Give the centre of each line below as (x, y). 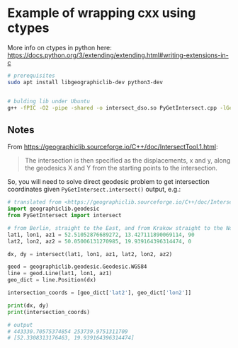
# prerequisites (31, 76)
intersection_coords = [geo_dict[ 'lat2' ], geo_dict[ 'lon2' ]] (100, 293)
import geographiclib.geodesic (53, 209)
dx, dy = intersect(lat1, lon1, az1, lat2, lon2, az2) (90, 254)
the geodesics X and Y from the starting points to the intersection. (121, 168)
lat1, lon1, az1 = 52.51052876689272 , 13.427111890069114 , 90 (101, 235)
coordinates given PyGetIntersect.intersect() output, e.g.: (94, 190)
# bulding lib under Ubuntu (49, 101)
